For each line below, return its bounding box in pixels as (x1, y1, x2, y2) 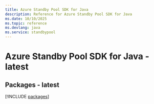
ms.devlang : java (5, 25, 41, 30)
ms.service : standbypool (5, 30, 56, 35)
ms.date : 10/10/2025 (5, 16, 47, 21)
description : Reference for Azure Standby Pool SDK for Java (5, 12, 132, 17)
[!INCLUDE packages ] (5, 94, 49, 99)
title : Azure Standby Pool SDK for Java (5, 7, 89, 12)
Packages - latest (5, 81, 60, 89)
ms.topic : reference (5, 21, 47, 26)
